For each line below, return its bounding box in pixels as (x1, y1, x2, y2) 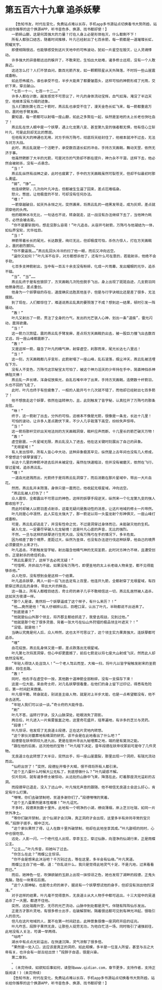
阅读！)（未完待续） (8, 970, 44, 975)
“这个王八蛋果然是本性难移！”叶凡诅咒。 (11, 800, 81, 805)
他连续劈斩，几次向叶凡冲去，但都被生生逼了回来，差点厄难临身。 (11, 186, 123, 192)
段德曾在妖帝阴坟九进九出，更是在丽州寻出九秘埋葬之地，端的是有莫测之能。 (11, 738, 141, 743)
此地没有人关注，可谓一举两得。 (5, 929, 59, 934)
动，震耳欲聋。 (5, 321, 30, 326)
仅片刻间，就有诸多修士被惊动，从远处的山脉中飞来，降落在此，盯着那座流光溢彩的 (11, 775, 152, 779)
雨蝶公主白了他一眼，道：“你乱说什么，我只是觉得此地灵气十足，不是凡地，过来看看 (11, 862, 154, 867)
